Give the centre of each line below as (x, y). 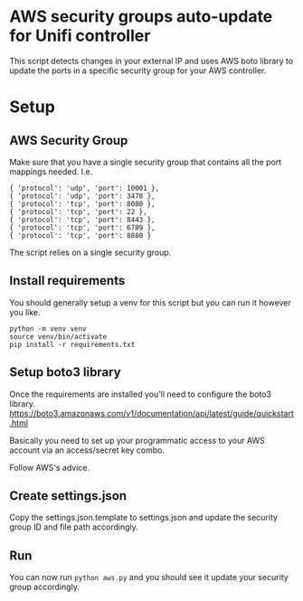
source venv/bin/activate (58, 336)
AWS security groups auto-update (141, 17)
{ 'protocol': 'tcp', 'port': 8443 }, (82, 220)
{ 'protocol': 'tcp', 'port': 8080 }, (82, 204)
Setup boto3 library (65, 372)
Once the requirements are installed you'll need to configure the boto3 (140, 394)
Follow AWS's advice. (50, 467)
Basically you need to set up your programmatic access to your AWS (137, 440)
